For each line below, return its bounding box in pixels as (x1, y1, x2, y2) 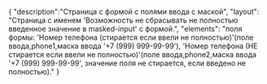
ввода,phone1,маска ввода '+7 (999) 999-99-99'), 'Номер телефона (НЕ (8, 41, 258, 51)
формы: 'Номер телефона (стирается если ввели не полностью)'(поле (8, 32, 254, 42)
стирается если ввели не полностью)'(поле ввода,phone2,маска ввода (8, 50, 257, 59)
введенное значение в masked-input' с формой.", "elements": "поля (8, 24, 243, 33)
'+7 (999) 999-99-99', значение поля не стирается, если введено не (8, 58, 247, 68)
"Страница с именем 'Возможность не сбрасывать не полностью (8, 15, 239, 25)
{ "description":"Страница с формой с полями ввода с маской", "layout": (8, 7, 260, 16)
